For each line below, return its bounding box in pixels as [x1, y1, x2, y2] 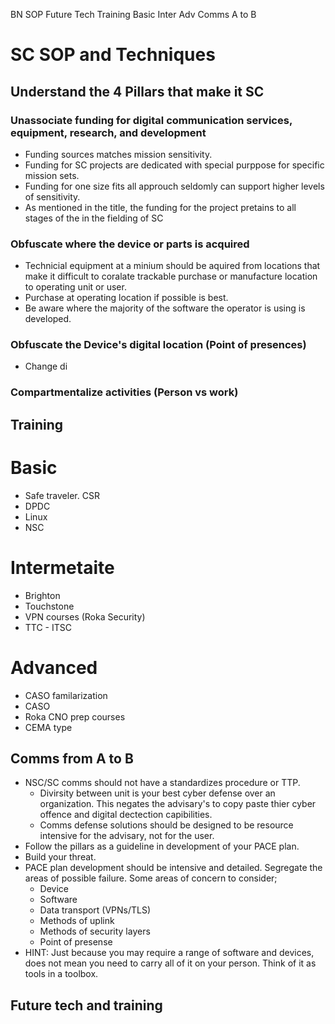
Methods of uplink [39, 915, 115, 927]
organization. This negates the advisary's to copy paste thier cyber [39, 798, 317, 810]
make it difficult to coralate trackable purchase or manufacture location [24, 270, 318, 283]
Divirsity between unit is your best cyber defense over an [39, 787, 276, 799]
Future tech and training [10, 997, 163, 1014]
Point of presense [39, 936, 113, 948]
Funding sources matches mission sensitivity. [24, 148, 213, 160]
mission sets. [24, 169, 80, 181]
